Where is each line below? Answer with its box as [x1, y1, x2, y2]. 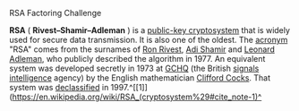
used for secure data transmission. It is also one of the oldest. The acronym [9, 35, 288, 45]
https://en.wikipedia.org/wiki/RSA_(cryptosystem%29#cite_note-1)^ [12, 91, 262, 102]
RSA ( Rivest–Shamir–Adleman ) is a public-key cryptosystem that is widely [9, 25, 291, 35]
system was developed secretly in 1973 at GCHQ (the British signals [9, 63, 260, 73]
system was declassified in [9, 82, 109, 92]
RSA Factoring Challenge [9, 8, 102, 18]
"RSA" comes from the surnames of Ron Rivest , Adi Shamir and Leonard [9, 44, 275, 55]
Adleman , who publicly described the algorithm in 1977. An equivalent [9, 54, 266, 64]
